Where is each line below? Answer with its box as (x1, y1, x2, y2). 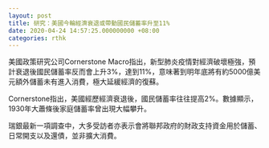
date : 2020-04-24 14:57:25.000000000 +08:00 (8, 26, 160, 34)
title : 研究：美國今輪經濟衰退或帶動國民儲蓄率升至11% (8, 19, 170, 27)
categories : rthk (8, 34, 67, 42)
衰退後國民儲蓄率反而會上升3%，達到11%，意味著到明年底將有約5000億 (14, 67, 255, 77)
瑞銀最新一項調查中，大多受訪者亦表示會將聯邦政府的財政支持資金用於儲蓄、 (8, 121, 262, 130)
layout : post (8, 11, 52, 20)
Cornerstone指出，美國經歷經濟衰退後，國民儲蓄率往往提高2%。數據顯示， (8, 94, 259, 104)
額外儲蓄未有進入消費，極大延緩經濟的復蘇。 (14, 77, 163, 86)
